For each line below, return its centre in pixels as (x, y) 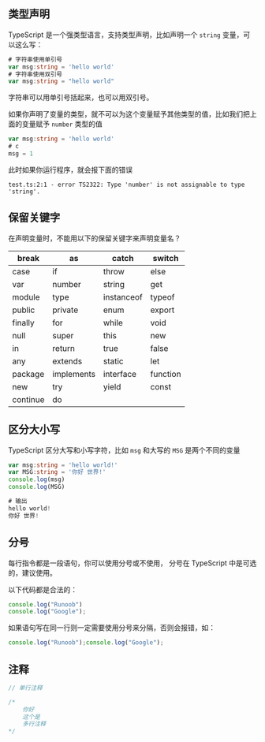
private (65, 310)
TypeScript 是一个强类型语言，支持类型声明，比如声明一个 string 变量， (126, 35)
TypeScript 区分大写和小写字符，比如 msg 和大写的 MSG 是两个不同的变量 (124, 450)
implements (74, 374)
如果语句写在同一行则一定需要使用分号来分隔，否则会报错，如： (112, 628)
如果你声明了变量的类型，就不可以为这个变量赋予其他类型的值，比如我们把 (129, 114)
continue (28, 399)
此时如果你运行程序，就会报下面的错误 (70, 170)
